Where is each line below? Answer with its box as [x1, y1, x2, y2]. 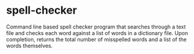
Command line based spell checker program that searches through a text [6, 23, 186, 30]
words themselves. [6, 42, 53, 49]
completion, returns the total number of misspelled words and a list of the [6, 36, 187, 43]
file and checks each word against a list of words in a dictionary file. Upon [6, 29, 188, 36]
